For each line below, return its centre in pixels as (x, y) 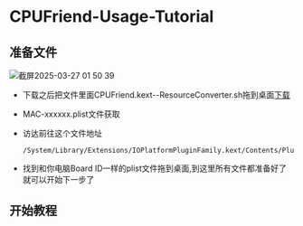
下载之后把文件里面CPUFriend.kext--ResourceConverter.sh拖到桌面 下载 (156, 95)
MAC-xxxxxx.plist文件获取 (71, 114)
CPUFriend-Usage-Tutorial (112, 17)
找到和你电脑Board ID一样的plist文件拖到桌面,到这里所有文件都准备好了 (155, 168)
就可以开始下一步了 (58, 179)
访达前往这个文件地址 (62, 133)
